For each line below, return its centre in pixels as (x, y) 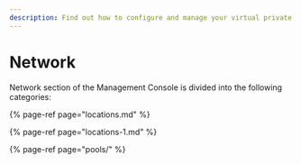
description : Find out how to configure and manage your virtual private (151, 18)
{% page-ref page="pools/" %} (68, 149)
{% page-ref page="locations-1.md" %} (83, 132)
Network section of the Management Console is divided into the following (146, 87)
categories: (30, 96)
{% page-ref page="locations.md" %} (80, 114)
